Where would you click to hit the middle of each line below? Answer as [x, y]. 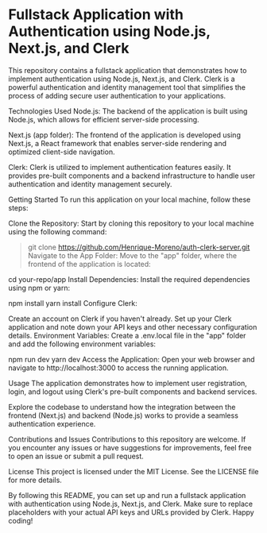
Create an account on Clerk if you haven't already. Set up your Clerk [120, 319]
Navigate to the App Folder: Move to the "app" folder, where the [132, 255]
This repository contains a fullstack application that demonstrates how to [128, 70]
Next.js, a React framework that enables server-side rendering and [118, 143]
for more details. [35, 480]
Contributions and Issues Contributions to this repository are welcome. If [127, 439]
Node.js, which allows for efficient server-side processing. [104, 119]
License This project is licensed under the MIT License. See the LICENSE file [133, 471]
